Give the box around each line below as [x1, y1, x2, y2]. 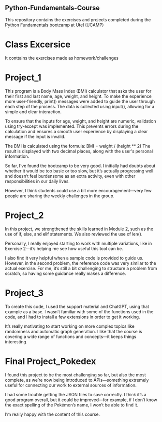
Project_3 [5, 287, 44, 298]
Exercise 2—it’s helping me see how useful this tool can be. [5, 245, 123, 252]
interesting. [5, 338, 28, 344]
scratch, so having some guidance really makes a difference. [5, 270, 126, 276]
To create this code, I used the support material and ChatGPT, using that [5, 304, 149, 309]
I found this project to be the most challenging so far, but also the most [5, 371, 146, 378]
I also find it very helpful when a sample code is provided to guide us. [5, 255, 144, 261]
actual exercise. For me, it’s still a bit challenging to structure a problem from [5, 265, 157, 271]
